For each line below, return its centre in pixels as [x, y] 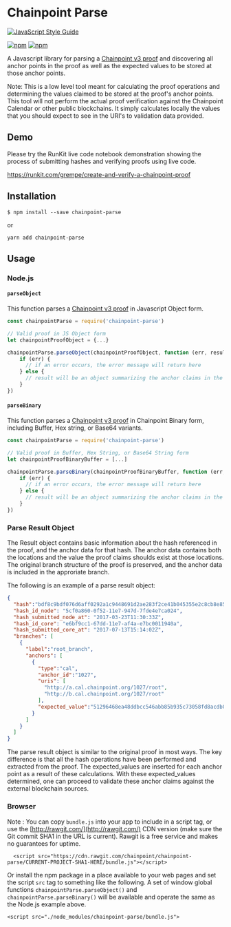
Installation [32, 197]
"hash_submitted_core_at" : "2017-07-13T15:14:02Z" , [89, 630]
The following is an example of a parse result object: [81, 585]
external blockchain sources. [48, 789]
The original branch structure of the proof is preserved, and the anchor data [115, 565]
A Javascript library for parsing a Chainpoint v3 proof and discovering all [110, 58]
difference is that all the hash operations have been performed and [102, 760]
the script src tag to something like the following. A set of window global [110, 882]
